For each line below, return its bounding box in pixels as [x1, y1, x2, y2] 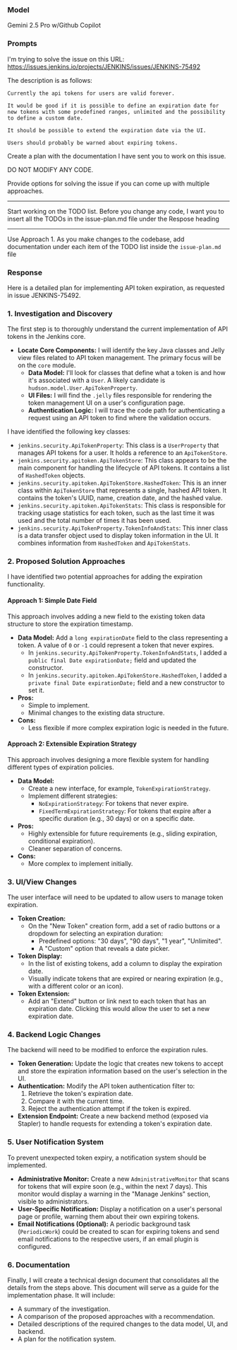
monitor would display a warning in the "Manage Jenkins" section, [17, 1189, 211, 1198]
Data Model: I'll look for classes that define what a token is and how [28, 369, 226, 377]
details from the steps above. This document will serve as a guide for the [7, 1283, 219, 1292]
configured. [17, 1242, 51, 1250]
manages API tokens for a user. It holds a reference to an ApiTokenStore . [17, 449, 228, 457]
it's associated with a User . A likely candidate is [28, 376, 166, 385]
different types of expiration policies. [7, 763, 114, 771]
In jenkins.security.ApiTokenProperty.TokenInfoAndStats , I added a [28, 648, 227, 657]
